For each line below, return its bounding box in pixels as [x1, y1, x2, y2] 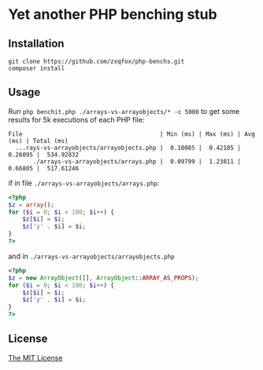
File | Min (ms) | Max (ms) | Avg [8, 130, 256, 138]
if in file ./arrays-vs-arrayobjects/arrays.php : [8, 178, 160, 188]
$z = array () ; [8, 200, 55, 209]
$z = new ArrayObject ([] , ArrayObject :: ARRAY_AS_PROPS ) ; [8, 273, 199, 282]
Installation [8, 37, 65, 50]
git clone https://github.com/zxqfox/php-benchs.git [8, 57, 185, 65]
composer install [8, 64, 65, 72]
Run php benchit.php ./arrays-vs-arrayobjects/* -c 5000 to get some [8, 106, 240, 115]
